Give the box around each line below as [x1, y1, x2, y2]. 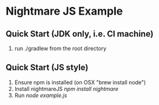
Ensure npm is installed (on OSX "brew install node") [14, 78, 146, 86]
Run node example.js [14, 92, 67, 99]
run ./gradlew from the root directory [14, 45, 107, 52]
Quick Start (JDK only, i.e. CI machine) [5, 29, 154, 39]
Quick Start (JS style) [5, 62, 89, 73]
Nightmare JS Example [5, 4, 123, 18]
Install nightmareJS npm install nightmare [14, 85, 119, 92]
